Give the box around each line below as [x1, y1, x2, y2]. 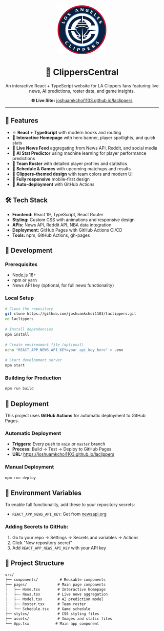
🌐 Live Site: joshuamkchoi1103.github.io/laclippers [31, 97, 133, 103]
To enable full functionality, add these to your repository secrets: [5, 502, 135, 508]
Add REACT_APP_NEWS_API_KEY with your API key [12, 545, 106, 550]
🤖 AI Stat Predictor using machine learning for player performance [12, 150, 146, 156]
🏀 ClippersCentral [45, 67, 119, 78]
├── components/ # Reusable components [5, 577, 106, 582]
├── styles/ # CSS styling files [5, 611, 99, 616]
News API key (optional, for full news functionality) [12, 283, 114, 288]
